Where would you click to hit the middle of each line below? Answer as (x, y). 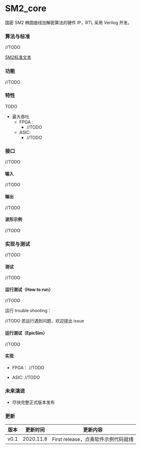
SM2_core (26, 9)
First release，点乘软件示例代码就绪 (93, 439)
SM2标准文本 (18, 57)
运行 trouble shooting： (28, 311)
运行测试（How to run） (29, 289)
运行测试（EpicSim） (26, 333)
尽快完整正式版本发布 (33, 402)
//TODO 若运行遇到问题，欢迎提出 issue (45, 321)
